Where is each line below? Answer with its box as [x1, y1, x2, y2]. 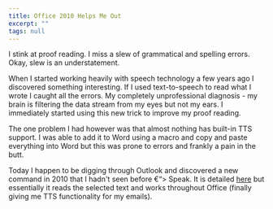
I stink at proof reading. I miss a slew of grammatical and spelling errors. [8, 50, 250, 59]
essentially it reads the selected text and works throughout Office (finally [8, 183, 252, 193]
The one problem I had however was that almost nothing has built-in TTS [8, 124, 253, 134]
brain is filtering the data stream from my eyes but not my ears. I [8, 99, 223, 110]
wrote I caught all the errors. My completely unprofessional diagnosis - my [8, 91, 258, 101]
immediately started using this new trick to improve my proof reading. [8, 108, 241, 118]
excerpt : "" [8, 20, 49, 28]
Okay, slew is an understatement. [8, 58, 120, 67]
